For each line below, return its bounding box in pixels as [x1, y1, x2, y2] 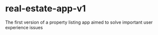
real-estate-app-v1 [5, 3, 86, 14]
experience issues [5, 24, 43, 30]
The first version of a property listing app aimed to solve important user [5, 19, 153, 25]
